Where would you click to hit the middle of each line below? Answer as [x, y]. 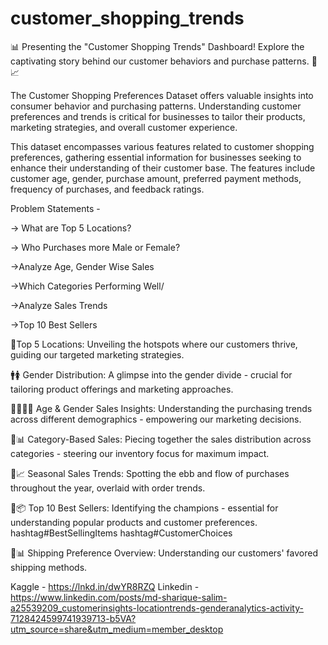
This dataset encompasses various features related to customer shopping [162, 146]
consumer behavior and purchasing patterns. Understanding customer [156, 106]
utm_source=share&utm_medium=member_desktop [117, 629]
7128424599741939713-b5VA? [73, 618]
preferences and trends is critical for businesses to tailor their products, [158, 116]
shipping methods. [49, 567]
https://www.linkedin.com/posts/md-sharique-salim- [119, 597]
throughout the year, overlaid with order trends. [108, 488]
